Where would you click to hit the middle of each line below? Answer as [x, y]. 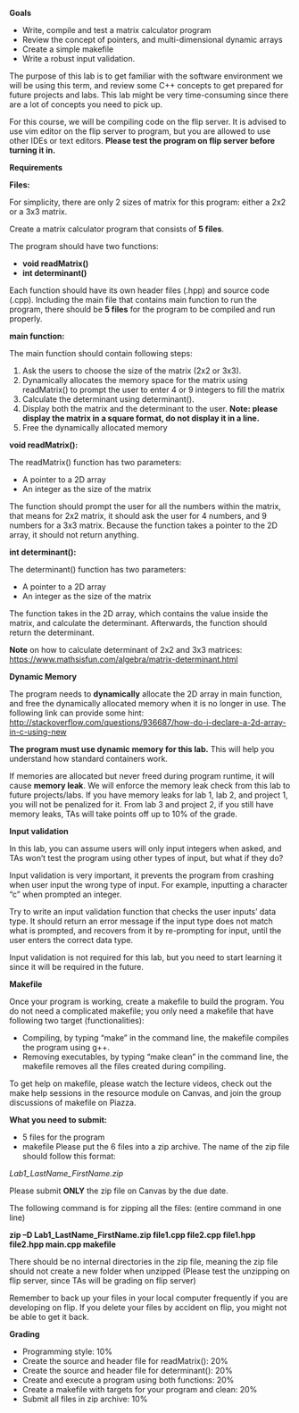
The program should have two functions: [84, 246]
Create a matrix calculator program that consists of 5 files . [117, 229]
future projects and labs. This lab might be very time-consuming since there [149, 95]
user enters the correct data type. [71, 940]
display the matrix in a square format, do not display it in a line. [141, 418]
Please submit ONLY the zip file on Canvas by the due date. [119, 1191]
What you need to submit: [58, 1120]
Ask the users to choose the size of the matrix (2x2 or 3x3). [132, 371]
